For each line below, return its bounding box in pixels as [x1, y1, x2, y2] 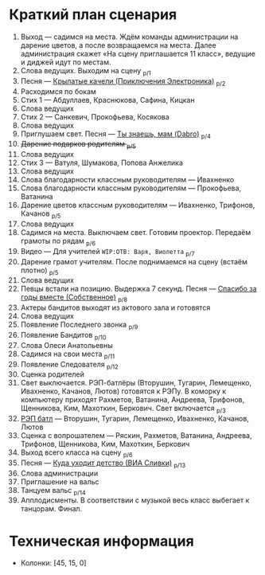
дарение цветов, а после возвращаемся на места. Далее [20, 40, 217, 49]
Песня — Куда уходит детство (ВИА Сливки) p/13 [20, 458, 186, 469]
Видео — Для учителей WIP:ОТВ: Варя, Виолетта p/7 [20, 246, 195, 258]
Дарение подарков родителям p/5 [20, 139, 136, 151]
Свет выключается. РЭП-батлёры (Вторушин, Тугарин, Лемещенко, [20, 378, 252, 388]
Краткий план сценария [9, 6, 177, 24]
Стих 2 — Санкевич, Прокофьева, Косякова [20, 111, 170, 121]
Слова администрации [20, 468, 99, 478]
